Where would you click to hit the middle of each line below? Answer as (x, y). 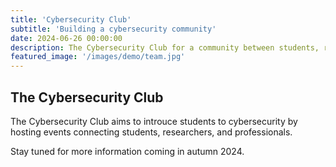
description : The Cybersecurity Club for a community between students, (165, 47)
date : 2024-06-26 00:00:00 (66, 38)
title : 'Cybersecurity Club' (71, 19)
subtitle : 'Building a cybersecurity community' (113, 29)
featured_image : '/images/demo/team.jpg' (98, 57)
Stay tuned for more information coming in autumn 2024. (127, 151)
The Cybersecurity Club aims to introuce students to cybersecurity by (154, 121)
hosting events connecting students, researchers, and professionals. (151, 132)
